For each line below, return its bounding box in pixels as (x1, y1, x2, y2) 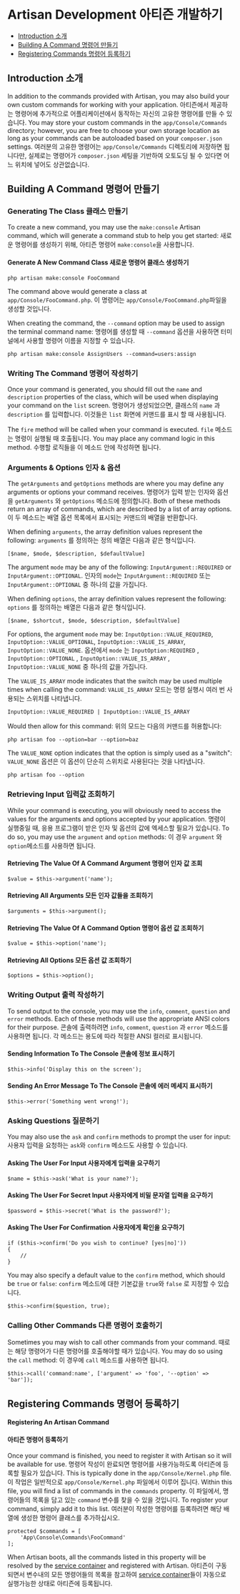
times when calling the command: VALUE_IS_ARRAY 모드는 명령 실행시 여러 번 (7, 685, 225, 694)
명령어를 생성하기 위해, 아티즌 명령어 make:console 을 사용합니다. (14, 240, 194, 249)
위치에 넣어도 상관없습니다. (14, 160, 90, 169)
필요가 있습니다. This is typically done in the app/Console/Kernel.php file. (20, 1469, 232, 1477)
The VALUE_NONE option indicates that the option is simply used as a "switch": (7, 748, 232, 758)
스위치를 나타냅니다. (26, 694, 82, 703)
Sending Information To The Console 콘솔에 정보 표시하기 (7, 1049, 175, 1058)
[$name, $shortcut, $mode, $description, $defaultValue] (7, 618, 181, 625)
